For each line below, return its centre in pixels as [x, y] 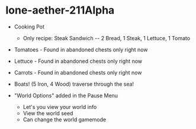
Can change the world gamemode [65, 120]
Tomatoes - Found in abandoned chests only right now [81, 49]
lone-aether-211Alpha [60, 10]
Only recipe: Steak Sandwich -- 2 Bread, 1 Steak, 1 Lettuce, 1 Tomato [107, 38]
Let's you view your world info [60, 107]
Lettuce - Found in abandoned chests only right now [78, 61]
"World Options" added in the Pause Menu [66, 95]
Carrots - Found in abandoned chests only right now [78, 72]
